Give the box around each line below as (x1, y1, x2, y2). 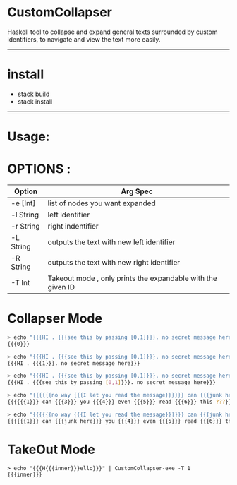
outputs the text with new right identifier (47, 258, 181, 267)
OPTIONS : (7, 161, 71, 177)
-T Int (11, 278, 30, 287)
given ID (47, 282, 75, 292)
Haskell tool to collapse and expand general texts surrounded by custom (7, 28, 218, 36)
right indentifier (47, 222, 99, 231)
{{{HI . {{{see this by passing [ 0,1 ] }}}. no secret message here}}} (7, 379, 217, 386)
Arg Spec (121, 186, 153, 196)
